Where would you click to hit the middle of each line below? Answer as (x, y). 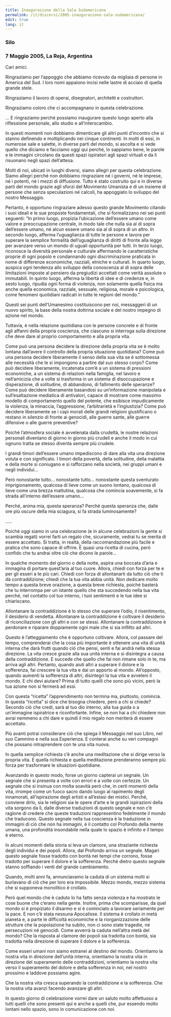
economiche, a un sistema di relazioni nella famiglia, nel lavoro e (73, 374)
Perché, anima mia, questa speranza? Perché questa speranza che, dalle (82, 506)
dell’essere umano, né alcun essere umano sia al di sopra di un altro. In (80, 229)
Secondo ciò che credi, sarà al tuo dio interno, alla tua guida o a (72, 707)
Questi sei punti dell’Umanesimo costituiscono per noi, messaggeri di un (81, 305)
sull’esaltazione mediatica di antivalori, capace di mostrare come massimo (83, 395)
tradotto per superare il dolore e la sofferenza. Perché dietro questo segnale (85, 862)
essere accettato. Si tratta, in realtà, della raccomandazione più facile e (80, 542)
